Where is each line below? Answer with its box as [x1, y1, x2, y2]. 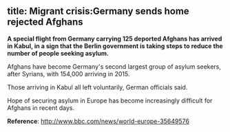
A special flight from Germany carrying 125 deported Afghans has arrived [7, 34, 222, 43]
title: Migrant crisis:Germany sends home [7, 5, 189, 17]
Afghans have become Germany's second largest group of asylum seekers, [7, 62, 222, 71]
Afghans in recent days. [7, 103, 75, 112]
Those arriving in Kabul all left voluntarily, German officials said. [7, 82, 188, 91]
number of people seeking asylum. [7, 49, 109, 57]
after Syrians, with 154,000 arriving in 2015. [7, 69, 130, 78]
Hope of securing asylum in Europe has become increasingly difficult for [7, 96, 213, 104]
